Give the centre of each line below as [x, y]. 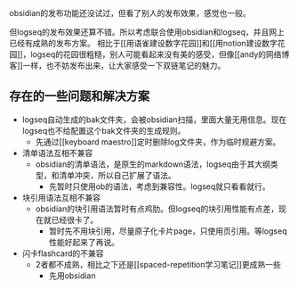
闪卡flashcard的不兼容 [63, 253]
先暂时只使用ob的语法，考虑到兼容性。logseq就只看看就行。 [159, 186]
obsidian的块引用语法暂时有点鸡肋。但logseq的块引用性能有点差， [157, 209]
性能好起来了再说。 [84, 242]
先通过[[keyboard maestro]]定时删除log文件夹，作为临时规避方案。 [158, 142]
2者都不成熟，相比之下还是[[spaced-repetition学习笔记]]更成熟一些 [158, 264]
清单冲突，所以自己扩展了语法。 [117, 175]
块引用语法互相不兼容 [61, 197]
